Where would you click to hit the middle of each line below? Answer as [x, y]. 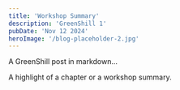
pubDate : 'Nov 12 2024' [49, 31]
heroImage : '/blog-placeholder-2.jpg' [74, 39]
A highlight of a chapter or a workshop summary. [90, 77]
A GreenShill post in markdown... [63, 62]
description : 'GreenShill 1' [58, 24]
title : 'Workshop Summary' [54, 16]
